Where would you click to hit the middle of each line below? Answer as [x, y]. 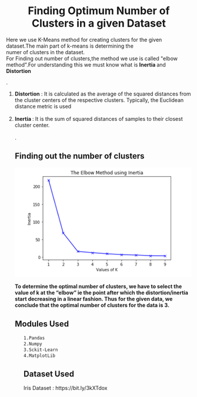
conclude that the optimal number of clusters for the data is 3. [92, 305]
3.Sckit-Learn [41, 350]
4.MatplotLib [39, 356]
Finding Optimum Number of [99, 11]
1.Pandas [34, 338]
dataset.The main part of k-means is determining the [70, 46]
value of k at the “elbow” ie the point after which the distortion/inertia [101, 293]
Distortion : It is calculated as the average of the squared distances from [103, 94]
